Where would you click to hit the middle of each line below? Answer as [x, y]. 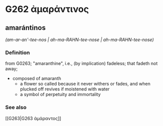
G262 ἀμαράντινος [47, 9]
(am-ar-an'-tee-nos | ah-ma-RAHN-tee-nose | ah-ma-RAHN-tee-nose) [80, 39]
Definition [18, 52]
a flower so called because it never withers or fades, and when [85, 84]
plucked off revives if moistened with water [65, 89]
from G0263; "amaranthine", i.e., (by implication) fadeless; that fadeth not [81, 63]
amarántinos [26, 28]
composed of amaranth [37, 78]
